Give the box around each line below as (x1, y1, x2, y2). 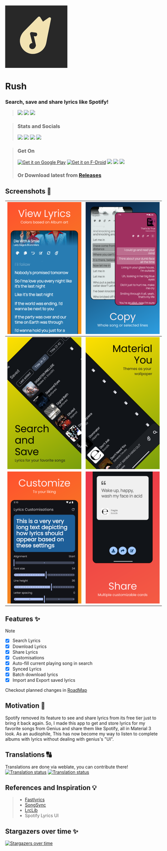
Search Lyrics (12, 637, 41, 644)
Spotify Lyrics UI (24, 813, 59, 819)
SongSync (24, 802, 46, 808)
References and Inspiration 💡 (5, 783, 97, 792)
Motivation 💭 (5, 702, 46, 710)
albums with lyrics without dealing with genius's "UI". (5, 736, 114, 742)
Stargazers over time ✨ (5, 827, 79, 836)
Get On (17, 147, 35, 154)
